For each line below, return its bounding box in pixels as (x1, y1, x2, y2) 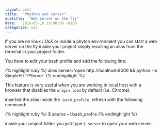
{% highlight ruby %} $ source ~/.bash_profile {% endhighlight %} (5, 111, 137, 117)
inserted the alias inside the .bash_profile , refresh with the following (5, 97, 143, 102)
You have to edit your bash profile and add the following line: (5, 58, 127, 64)
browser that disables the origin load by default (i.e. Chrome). (5, 87, 131, 93)
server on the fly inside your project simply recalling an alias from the (5, 44, 144, 49)
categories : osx (5, 25, 38, 30)
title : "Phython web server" (5, 12, 66, 16)
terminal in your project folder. (5, 49, 65, 55)
